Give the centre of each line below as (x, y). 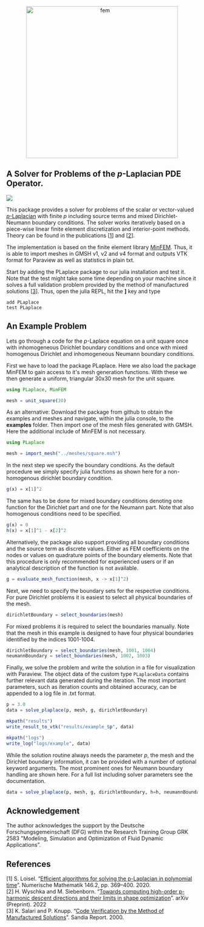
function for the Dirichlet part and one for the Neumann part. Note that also (100, 507)
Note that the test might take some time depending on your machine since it (101, 278)
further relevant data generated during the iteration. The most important (96, 680)
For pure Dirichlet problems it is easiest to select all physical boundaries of (100, 597)
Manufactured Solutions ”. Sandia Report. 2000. (65, 917)
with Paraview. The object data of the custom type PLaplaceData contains (98, 674)
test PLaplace (24, 307)
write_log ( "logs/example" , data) (49, 744)
